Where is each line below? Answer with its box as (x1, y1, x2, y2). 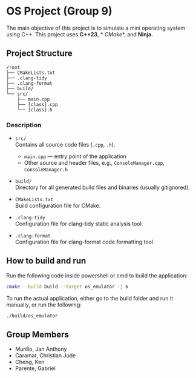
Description (6, 121, 42, 129)
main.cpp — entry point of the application (24, 153, 127, 160)
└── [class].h (17, 107, 53, 113)
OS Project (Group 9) (6, 4, 113, 18)
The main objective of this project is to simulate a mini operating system (6, 24, 186, 31)
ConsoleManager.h (24, 167, 68, 173)
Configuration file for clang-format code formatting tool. (15, 238, 155, 246)
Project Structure (6, 48, 73, 59)
